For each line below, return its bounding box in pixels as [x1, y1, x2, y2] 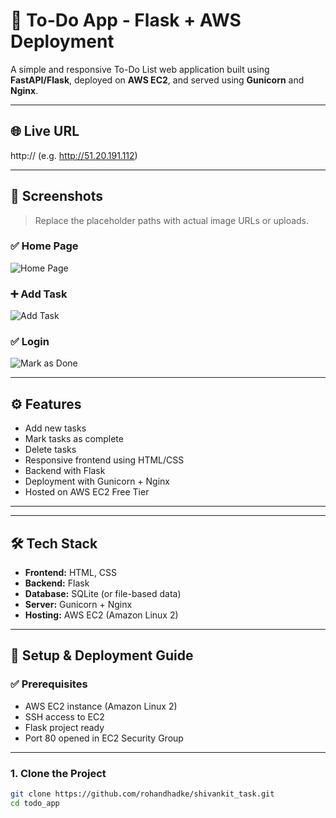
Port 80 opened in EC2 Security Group [24, 732, 184, 744]
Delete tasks [24, 444, 77, 456]
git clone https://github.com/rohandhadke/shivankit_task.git [10, 789, 275, 799]
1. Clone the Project [10, 766, 107, 780]
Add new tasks [24, 422, 87, 434]
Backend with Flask [24, 465, 106, 477]
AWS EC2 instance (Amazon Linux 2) [24, 700, 178, 712]
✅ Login [10, 335, 50, 349]
